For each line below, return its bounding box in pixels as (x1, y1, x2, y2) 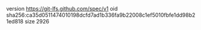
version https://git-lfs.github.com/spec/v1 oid (6, 5, 118, 12)
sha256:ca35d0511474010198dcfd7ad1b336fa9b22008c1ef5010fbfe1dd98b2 (6, 11, 196, 19)
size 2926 (25, 18, 50, 25)
